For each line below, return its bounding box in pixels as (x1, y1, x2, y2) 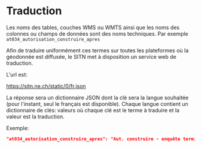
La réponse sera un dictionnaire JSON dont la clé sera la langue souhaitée (6, 94, 189, 101)
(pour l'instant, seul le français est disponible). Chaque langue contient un (6, 100, 188, 108)
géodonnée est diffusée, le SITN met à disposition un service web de (6, 53, 176, 60)
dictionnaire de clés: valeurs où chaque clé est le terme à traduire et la (6, 106, 179, 114)
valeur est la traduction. (6, 113, 65, 120)
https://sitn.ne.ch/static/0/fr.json (6, 82, 86, 90)
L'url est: (6, 71, 28, 78)
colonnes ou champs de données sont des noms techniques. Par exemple (6, 30, 188, 37)
